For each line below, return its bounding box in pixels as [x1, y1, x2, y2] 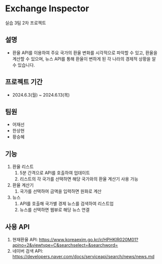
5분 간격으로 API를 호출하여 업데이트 [19, 170, 90, 176]
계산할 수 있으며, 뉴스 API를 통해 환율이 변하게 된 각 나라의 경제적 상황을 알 [12, 56, 156, 62]
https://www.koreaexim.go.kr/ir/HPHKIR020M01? [39, 237, 138, 242]
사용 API [5, 223, 30, 231]
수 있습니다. [12, 62, 36, 68]
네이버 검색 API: [12, 248, 43, 254]
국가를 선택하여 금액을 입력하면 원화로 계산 [19, 188, 102, 195]
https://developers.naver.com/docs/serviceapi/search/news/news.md [12, 254, 155, 259]
